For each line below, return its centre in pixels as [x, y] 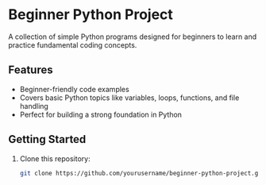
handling [34, 106]
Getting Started [47, 139]
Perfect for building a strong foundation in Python [101, 114]
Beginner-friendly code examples [74, 89]
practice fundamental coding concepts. [73, 44]
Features [31, 70]
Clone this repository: [55, 158]
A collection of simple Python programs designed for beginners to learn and [133, 37]
